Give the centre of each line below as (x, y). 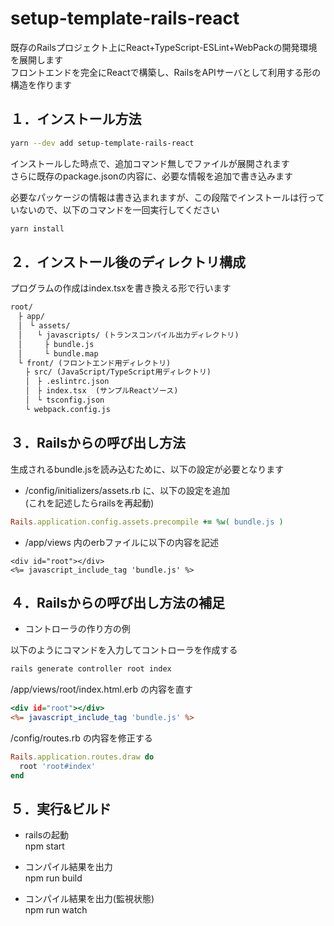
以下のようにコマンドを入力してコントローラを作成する (124, 650)
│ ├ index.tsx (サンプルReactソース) (101, 391)
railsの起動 (47, 835)
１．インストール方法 (76, 119)
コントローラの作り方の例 (77, 629)
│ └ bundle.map (58, 353)
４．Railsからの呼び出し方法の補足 (118, 602)
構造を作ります (41, 84)
